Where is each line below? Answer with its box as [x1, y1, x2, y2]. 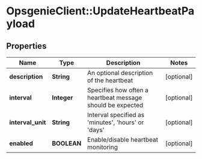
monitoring [87, 143, 118, 151]
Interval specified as [87, 111, 145, 119]
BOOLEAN [52, 139, 82, 148]
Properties [6, 41, 47, 51]
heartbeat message [87, 94, 142, 101]
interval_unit [9, 118, 46, 127]
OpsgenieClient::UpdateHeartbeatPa [6, 4, 195, 18]
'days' [87, 126, 105, 134]
